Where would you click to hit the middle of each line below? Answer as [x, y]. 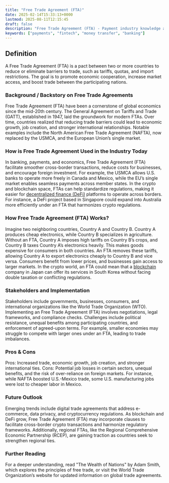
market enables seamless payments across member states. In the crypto [80, 184]
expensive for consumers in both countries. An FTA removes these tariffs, [81, 251]
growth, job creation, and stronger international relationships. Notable [77, 128]
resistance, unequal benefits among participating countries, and [72, 323]
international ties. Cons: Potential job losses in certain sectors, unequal [79, 368]
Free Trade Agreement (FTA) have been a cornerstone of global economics [83, 106]
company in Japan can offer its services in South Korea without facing [78, 272]
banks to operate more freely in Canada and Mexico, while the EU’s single [82, 178]
